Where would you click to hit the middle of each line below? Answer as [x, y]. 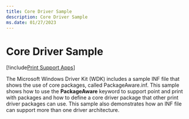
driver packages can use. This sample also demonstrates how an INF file [94, 104]
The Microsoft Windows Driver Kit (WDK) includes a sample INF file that [93, 79]
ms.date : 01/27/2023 [31, 22]
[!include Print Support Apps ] [41, 67]
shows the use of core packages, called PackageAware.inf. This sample [93, 85]
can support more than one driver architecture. [63, 110]
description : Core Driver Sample [47, 17]
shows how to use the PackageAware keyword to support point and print [95, 91]
